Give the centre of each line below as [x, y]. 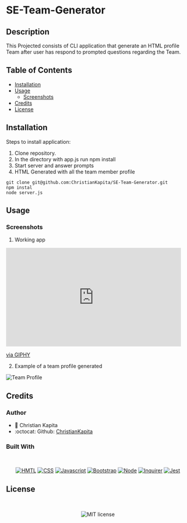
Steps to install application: [38, 141]
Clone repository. [35, 153]
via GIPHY [18, 355]
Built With [20, 446]
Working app [30, 240]
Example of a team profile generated [58, 366]
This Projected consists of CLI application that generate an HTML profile [93, 46]
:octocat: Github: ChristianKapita [54, 431]
